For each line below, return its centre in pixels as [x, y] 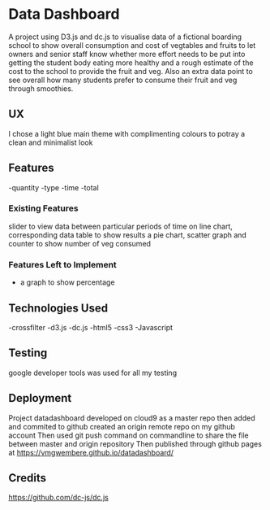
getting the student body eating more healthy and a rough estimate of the [131, 63]
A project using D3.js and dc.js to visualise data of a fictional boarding [125, 37]
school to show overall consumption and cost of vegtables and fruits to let [132, 45]
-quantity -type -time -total [54, 187]
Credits [28, 478]
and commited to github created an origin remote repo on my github [122, 426]
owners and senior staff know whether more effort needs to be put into [127, 54]
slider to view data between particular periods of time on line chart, [121, 226]
